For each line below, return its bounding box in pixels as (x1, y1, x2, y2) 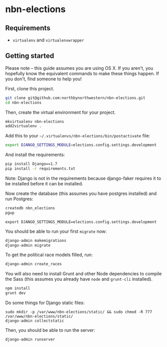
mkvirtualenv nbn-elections (5, 119, 65, 124)
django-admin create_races (5, 262, 62, 267)
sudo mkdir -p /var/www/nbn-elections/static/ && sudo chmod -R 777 (5, 310, 152, 315)
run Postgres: (5, 195, 34, 202)
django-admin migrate (5, 242, 51, 248)
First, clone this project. (5, 85, 54, 91)
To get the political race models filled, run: (5, 252, 93, 258)
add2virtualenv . (5, 124, 42, 129)
